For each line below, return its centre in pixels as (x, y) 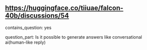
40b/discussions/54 (37, 16)
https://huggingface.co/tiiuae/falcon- (64, 8)
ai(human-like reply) (25, 42)
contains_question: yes (28, 27)
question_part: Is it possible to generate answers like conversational (73, 37)
